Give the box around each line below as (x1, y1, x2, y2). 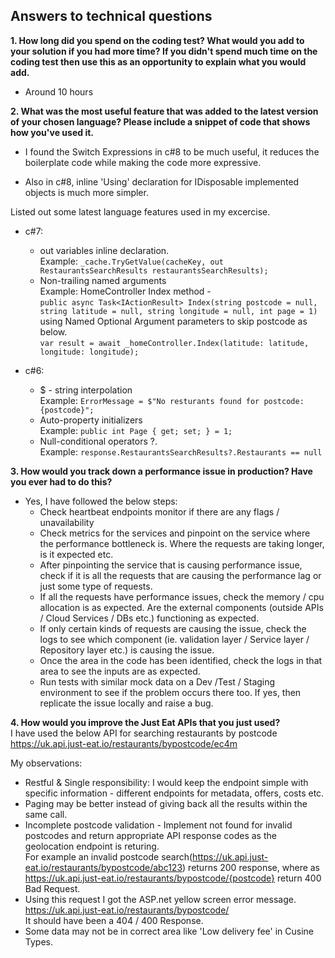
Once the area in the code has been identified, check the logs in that (39, 654, 323, 666)
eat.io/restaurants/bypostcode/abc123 (24, 861, 183, 873)
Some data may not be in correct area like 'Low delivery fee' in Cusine (24, 925, 315, 937)
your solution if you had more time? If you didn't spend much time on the (10, 45, 318, 57)
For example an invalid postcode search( (24, 850, 193, 863)
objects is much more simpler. (24, 186, 149, 198)
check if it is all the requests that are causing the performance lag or (39, 569, 322, 581)
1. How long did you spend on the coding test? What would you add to (10, 34, 305, 46)
